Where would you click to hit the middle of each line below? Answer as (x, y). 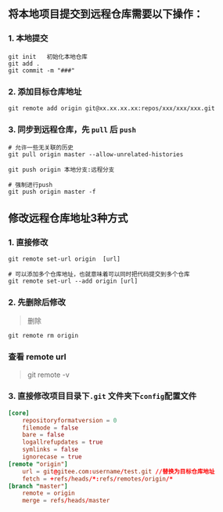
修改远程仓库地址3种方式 (68, 218)
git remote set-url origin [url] (65, 259)
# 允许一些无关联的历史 (41, 148)
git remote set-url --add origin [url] (73, 281)
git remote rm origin (43, 336)
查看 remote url (37, 357)
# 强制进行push (31, 185)
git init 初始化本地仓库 (48, 57)
